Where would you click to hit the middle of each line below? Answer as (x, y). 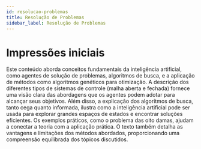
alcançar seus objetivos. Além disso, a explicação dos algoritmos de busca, (100, 101)
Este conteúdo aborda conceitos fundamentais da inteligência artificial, (94, 69)
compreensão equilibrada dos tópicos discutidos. (67, 139)
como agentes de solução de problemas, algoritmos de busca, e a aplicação (100, 76)
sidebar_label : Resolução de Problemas (56, 23)
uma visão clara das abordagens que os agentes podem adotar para (91, 95)
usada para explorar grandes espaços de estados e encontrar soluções (94, 114)
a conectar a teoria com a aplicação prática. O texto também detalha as (94, 127)
